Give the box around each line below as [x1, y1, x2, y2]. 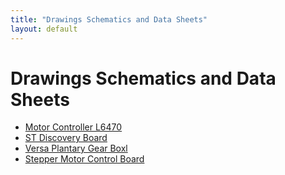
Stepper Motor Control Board [24, 153, 145, 165]
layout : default [10, 24, 78, 34]
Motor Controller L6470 [24, 121, 123, 133]
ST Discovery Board [24, 132, 108, 144]
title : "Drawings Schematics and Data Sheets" [10, 14, 208, 25]
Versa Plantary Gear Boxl [24, 142, 128, 155]
